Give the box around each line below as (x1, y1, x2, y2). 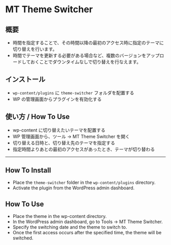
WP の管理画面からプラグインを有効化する (12, 96, 102, 102)
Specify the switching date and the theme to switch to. (12, 224, 127, 230)
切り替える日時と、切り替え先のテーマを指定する (12, 139, 116, 146)
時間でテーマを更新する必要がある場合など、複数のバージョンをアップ (12, 53, 160, 58)
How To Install (5, 166, 51, 175)
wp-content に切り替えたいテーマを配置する (12, 127, 106, 133)
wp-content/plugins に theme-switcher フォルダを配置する (12, 89, 134, 95)
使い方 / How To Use (5, 112, 70, 121)
